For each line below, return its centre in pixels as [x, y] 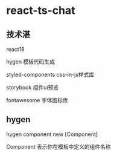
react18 [16, 49]
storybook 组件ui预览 [33, 87]
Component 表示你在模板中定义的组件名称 [59, 146]
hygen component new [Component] [52, 134]
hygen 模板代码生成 [31, 62]
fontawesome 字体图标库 [37, 100]
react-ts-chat [41, 11]
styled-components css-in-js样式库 [50, 74]
